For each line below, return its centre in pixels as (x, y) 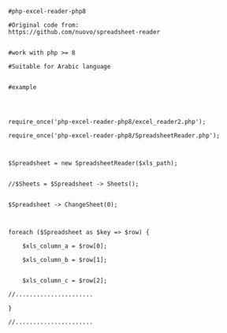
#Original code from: (44, 25)
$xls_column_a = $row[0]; (65, 246)
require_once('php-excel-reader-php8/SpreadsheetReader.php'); (114, 136)
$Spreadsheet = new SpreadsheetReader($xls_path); (93, 163)
